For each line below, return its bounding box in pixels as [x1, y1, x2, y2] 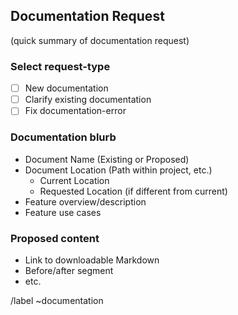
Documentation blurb [10, 130, 117, 144]
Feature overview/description [24, 195, 147, 208]
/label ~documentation [10, 294, 104, 306]
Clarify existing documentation [24, 94, 152, 106]
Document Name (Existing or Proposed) [24, 153, 190, 165]
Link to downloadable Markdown [24, 254, 160, 266]
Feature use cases [24, 206, 102, 218]
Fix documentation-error [24, 105, 127, 117]
